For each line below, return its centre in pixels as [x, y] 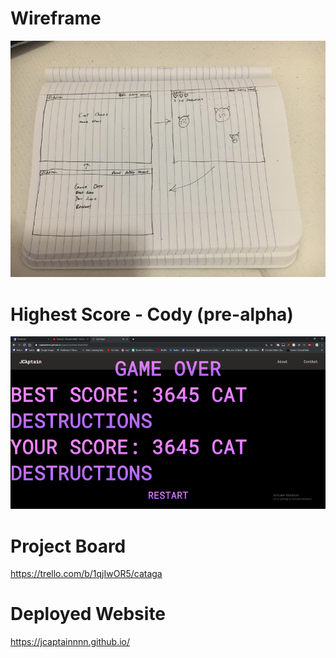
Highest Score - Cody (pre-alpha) [152, 314]
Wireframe [56, 18]
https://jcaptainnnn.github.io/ [70, 642]
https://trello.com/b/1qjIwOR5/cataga [86, 574]
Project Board [68, 546]
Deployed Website [88, 614]
